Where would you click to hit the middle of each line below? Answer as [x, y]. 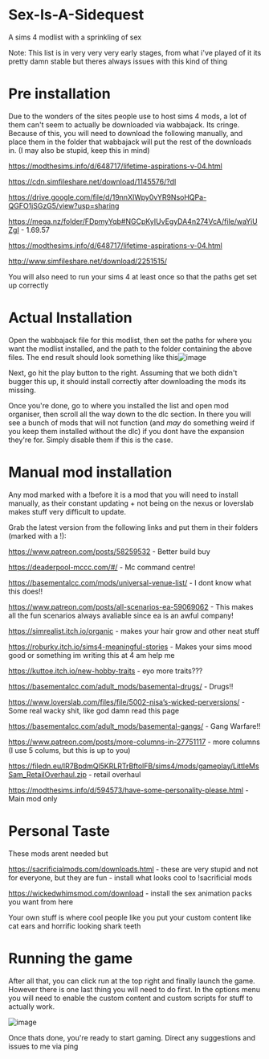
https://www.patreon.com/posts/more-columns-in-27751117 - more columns [134, 742]
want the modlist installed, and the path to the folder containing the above [130, 349]
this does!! [26, 591]
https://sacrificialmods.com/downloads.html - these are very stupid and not [133, 869]
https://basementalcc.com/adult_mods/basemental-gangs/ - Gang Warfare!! [134, 726]
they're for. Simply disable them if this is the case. [91, 440]
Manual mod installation [90, 472]
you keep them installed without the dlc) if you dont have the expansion [126, 431]
